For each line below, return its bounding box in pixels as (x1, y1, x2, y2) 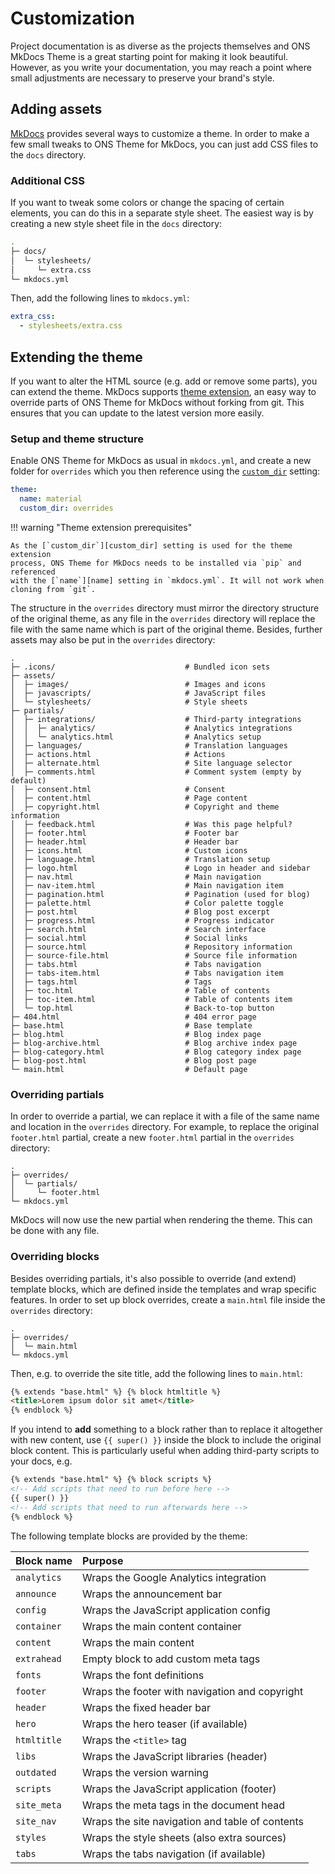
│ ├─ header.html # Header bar (10, 837, 240, 847)
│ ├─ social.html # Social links (10, 933, 248, 943)
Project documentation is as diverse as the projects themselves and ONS (10, 40, 311, 52)
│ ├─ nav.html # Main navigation (10, 872, 262, 882)
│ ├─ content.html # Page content (10, 793, 248, 803)
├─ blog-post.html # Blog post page (10, 1055, 257, 1066)
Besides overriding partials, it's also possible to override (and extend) (10, 1272, 297, 1284)
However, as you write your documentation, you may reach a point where (10, 61, 312, 73)
